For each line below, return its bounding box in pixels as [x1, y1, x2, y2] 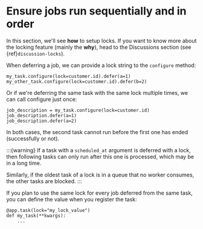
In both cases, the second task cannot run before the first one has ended [6, 128, 188, 135]
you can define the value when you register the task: [6, 195, 137, 203]
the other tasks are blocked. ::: [6, 177, 83, 185]
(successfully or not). [6, 135, 59, 142]
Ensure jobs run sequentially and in [6, 4, 187, 18]
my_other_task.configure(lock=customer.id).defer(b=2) [6, 79, 147, 85]
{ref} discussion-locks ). [6, 50, 65, 57]
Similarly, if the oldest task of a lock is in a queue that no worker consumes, [6, 171, 195, 178]
